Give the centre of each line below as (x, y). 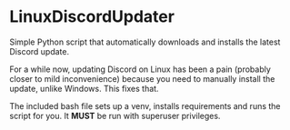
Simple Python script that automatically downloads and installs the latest (145, 42)
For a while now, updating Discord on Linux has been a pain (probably (140, 69)
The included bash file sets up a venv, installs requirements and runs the (145, 105)
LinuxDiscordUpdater (92, 17)
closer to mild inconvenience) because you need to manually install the (142, 78)
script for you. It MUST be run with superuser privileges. (115, 115)
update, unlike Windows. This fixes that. (84, 88)
